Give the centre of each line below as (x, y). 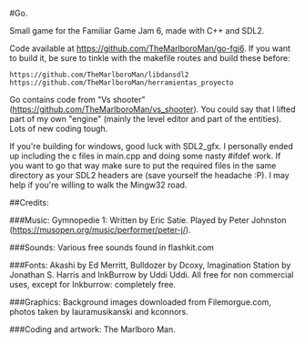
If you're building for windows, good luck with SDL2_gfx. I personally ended (152, 146)
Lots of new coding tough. (59, 128)
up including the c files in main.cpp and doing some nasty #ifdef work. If (145, 156)
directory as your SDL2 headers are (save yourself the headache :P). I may (149, 175)
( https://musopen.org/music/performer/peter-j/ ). (100, 230)
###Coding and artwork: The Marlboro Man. (92, 329)
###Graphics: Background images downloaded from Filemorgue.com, (140, 302)
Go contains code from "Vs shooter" (77, 100)
